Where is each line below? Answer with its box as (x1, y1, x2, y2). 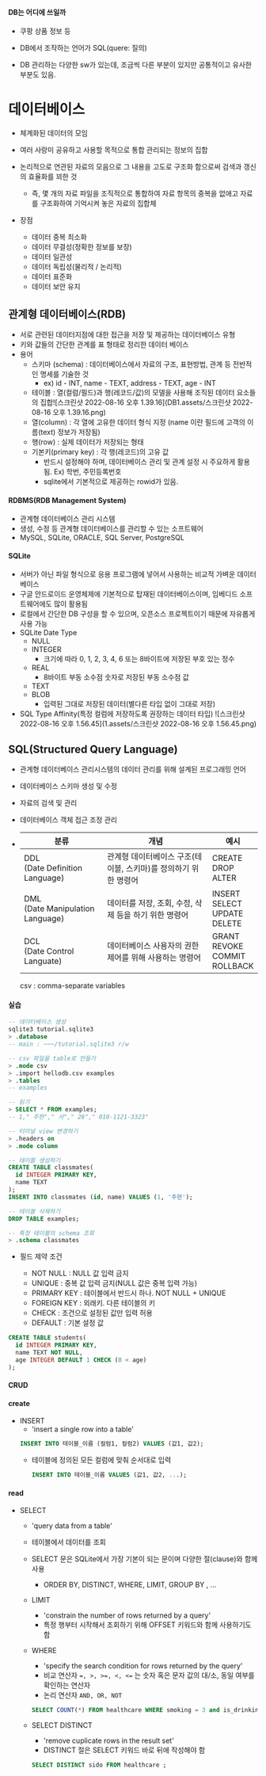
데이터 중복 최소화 (31, 232, 87, 242)
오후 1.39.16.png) (52, 407, 107, 417)
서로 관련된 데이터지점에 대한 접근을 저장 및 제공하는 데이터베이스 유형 (19, 330, 236, 339)
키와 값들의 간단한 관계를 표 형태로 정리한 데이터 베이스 (19, 339, 189, 349)
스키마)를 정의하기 (125, 863, 190, 875)
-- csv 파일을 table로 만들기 (8, 1054, 97, 1062)
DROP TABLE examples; (8, 1214, 80, 1223)
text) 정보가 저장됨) (40, 427, 101, 436)
